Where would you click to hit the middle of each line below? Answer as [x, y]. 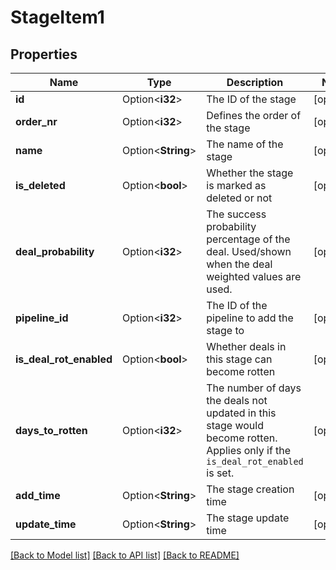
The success [236, 214]
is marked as [236, 185]
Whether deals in [246, 346]
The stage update [248, 518]
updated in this [241, 413]
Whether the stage [250, 173]
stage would [235, 425]
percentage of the [248, 239]
